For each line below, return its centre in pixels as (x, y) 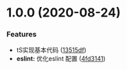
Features (22, 34)
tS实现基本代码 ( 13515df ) (51, 50)
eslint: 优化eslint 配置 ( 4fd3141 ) (61, 59)
